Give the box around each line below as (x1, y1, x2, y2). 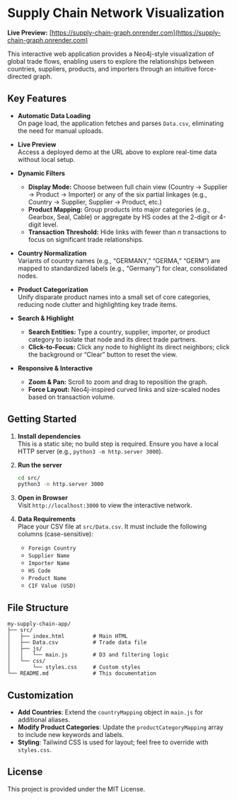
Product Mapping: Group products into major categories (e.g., (28, 205, 211, 214)
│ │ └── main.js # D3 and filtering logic (7, 651, 170, 659)
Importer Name (28, 560, 70, 567)
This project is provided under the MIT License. (7, 784, 146, 793)
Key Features (7, 93, 67, 105)
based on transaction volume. (28, 393, 115, 401)
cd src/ (17, 474, 40, 482)
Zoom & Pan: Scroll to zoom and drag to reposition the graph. (28, 377, 208, 386)
